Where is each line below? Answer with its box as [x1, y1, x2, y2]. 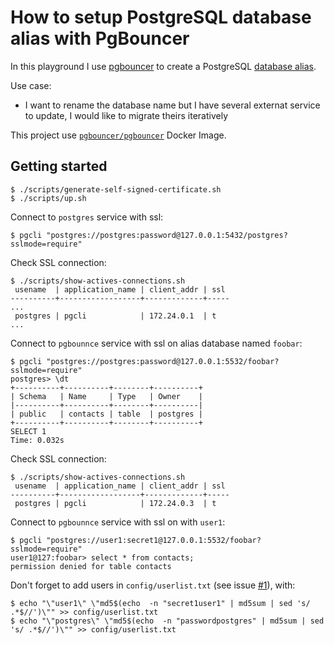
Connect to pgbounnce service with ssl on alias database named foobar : [10, 337, 303, 349]
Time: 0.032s [10, 435, 65, 445]
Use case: [10, 79, 52, 91]
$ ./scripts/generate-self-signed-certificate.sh [10, 184, 222, 195]
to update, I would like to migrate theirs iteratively [24, 109, 229, 121]
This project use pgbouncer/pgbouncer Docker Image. [10, 129, 227, 141]
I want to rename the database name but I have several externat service [24, 99, 321, 111]
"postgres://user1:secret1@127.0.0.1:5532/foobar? [46, 535, 262, 545]
